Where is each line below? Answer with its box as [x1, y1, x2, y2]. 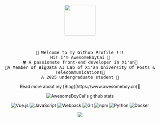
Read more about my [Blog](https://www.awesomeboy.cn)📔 [19, 83, 141, 89]
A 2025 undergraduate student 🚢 [41, 75, 119, 80]
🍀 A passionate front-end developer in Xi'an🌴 [23, 60, 137, 65]
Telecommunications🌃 [55, 70, 105, 75]
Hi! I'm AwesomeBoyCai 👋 [50, 55, 110, 60]
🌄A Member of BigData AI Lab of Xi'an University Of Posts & [4, 65, 156, 70]
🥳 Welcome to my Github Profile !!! [36, 50, 124, 55]
